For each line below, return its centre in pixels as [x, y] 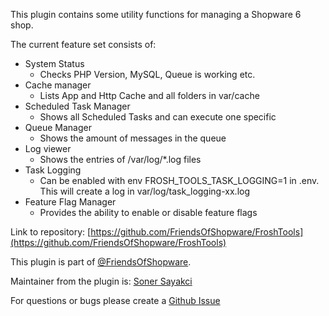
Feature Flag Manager [70, 202]
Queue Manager [58, 127]
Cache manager [58, 85]
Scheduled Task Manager [77, 106]
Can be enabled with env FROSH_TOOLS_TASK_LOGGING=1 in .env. [179, 180]
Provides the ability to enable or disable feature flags [148, 212]
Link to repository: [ [51, 232]
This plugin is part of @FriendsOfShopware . [101, 262]
